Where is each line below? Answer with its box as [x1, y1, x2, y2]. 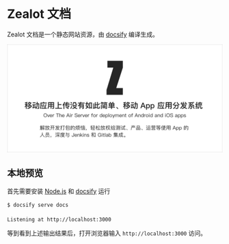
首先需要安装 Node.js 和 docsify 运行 [7, 186, 111, 195]
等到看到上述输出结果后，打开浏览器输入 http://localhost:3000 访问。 [7, 229, 207, 237]
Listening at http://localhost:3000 [7, 216, 111, 223]
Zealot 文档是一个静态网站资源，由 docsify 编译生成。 [7, 30, 159, 38]
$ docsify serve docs [7, 202, 69, 208]
